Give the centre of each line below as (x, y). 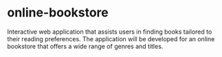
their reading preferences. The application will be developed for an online (111, 38)
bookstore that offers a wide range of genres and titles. (85, 46)
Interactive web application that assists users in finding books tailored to (110, 32)
